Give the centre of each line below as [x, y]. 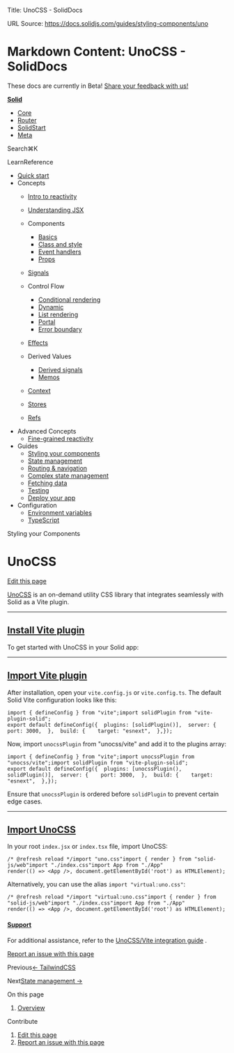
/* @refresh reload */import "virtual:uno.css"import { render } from [112, 897]
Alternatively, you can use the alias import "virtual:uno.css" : [96, 884]
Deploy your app [52, 498]
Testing [38, 490]
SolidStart [32, 128]
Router [27, 120]
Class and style [60, 244]
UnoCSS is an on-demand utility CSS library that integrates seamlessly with [116, 594]
